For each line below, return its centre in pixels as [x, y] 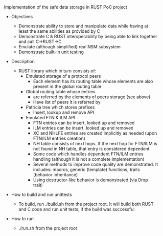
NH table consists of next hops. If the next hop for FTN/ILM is [95, 143]
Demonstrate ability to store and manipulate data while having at [83, 26]
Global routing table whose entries [60, 92]
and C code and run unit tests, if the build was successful [76, 209]
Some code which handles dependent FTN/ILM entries [88, 154]
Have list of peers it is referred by [67, 102]
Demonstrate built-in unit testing [51, 52]
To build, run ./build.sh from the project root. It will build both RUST [86, 204]
